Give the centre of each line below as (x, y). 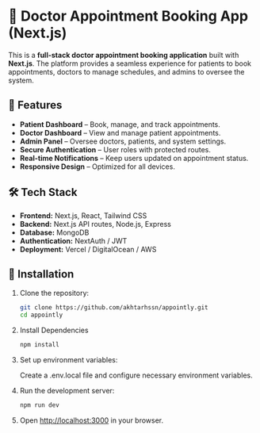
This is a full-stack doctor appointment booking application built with (124, 55)
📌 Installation (41, 274)
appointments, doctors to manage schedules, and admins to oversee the (126, 71)
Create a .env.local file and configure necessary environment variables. (136, 375)
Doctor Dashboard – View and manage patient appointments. (120, 132)
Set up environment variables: (69, 360)
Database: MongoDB (54, 232)
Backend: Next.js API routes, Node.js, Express (96, 224)
